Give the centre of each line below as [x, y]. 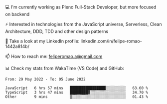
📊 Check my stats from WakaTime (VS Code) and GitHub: [65, 68]
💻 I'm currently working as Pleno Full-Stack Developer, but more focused [81, 7]
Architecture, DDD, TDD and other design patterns [57, 31]
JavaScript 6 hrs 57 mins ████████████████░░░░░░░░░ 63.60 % [77, 88]
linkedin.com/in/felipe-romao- [111, 41]
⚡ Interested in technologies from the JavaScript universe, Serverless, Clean [83, 24]
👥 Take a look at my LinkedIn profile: [42, 41]
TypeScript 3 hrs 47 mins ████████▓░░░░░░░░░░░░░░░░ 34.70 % [77, 92]
